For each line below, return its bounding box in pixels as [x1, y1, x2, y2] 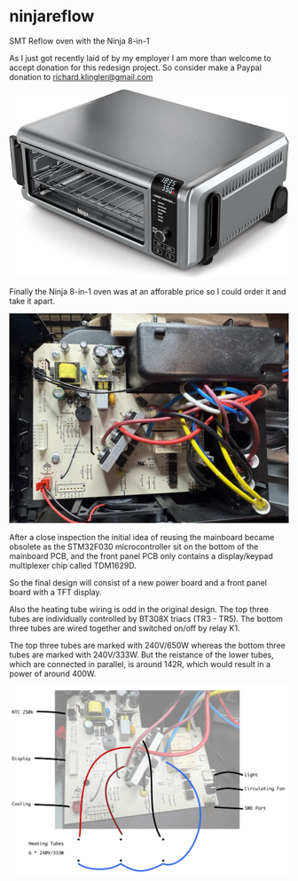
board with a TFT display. [9, 586, 102, 597]
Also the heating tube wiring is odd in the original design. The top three [9, 603, 269, 614]
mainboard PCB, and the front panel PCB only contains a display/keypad [9, 550, 273, 561]
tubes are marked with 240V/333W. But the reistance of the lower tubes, [9, 649, 275, 660]
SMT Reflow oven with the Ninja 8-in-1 [9, 35, 150, 46]
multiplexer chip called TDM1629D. [9, 560, 137, 570]
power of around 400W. [9, 668, 97, 679]
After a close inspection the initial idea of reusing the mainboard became [9, 531, 275, 542]
